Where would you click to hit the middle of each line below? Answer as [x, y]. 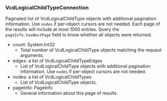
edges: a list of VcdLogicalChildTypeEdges [57, 61]
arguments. [32, 55]
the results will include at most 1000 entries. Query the [62, 29]
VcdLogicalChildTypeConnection [47, 8]
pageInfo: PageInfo [33, 88]
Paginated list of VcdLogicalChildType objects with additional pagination [81, 19]
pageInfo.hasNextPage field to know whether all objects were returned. [79, 35]
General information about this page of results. [69, 93]
